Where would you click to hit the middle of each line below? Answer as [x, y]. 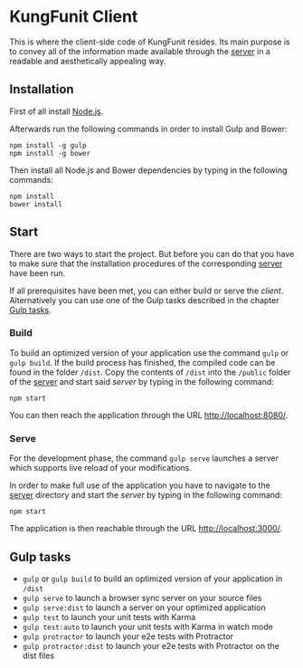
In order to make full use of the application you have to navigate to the [140, 485]
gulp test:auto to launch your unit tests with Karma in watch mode [147, 626]
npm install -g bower [50, 153]
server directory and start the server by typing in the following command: [146, 495]
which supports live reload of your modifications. [101, 468]
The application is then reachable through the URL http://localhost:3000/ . [146, 529]
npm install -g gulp [48, 145]
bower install [36, 204]
